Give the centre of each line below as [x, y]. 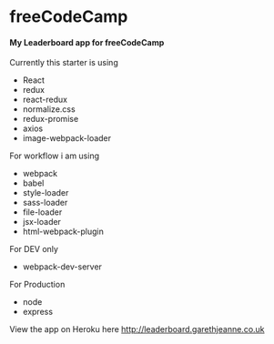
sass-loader [45, 203]
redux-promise [51, 119]
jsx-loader [42, 222]
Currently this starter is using [64, 63]
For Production [37, 285]
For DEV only [34, 249]
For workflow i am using [55, 156]
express [37, 312]
